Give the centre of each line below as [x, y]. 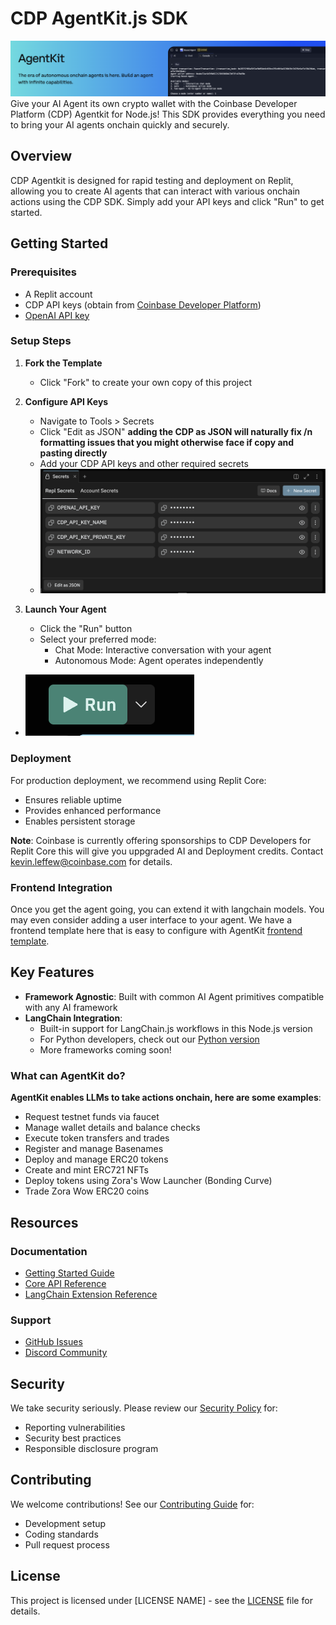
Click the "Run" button [86, 629]
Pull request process [67, 1544]
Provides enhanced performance [93, 810]
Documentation [49, 1251]
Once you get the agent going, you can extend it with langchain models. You [167, 909]
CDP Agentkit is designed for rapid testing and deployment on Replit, [152, 180]
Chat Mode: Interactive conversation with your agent [163, 650]
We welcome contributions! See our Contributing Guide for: [132, 1504]
